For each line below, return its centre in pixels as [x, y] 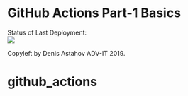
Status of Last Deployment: [47, 32]
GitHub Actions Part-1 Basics [94, 13]
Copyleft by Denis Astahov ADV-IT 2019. [66, 53]
